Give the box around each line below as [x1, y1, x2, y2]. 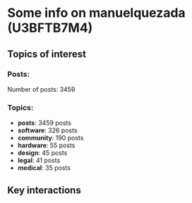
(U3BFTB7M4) [7, 20, 93, 36]
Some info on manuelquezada [7, 5, 186, 21]
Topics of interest [7, 48, 87, 60]
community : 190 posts [17, 134, 84, 142]
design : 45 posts [17, 149, 68, 157]
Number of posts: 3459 [7, 85, 76, 93]
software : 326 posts [17, 126, 78, 135]
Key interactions [7, 184, 81, 196]
